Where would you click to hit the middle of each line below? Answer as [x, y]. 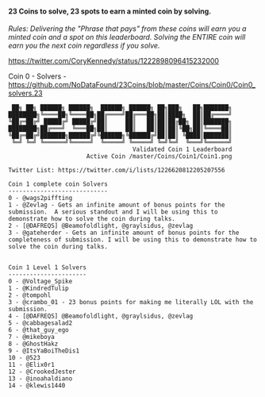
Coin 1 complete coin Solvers [58, 184]
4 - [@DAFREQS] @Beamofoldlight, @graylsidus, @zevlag [101, 316]
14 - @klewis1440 [37, 386]
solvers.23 [25, 93]
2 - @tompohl [30, 295]
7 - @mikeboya [32, 337]
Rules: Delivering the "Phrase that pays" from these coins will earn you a [127, 29]
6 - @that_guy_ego [38, 330]
